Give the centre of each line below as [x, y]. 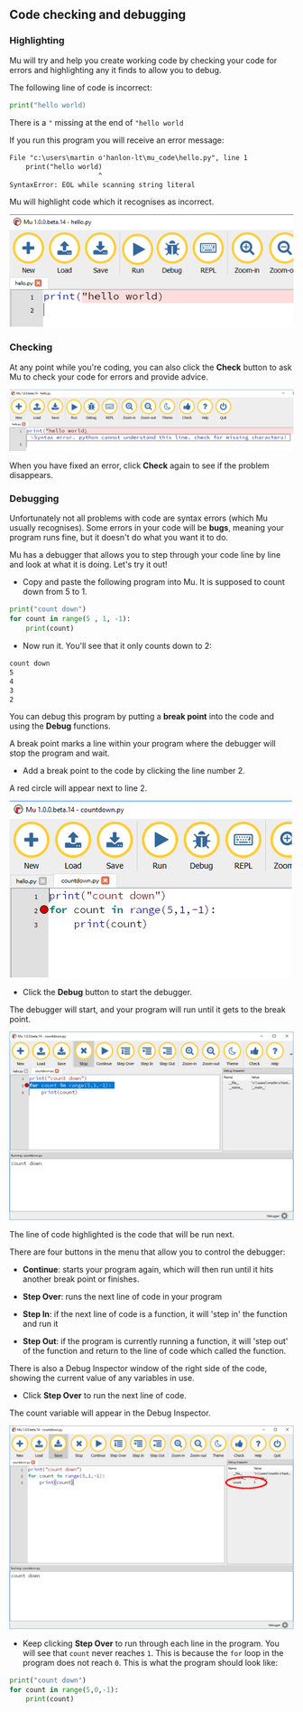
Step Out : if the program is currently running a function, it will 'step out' [155, 1341]
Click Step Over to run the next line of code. [104, 1396]
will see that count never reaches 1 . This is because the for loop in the [153, 1652]
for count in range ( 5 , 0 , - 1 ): [64, 1689]
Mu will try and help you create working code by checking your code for [143, 60]
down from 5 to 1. [55, 592]
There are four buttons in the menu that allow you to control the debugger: [147, 1252]
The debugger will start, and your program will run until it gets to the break [147, 1009]
